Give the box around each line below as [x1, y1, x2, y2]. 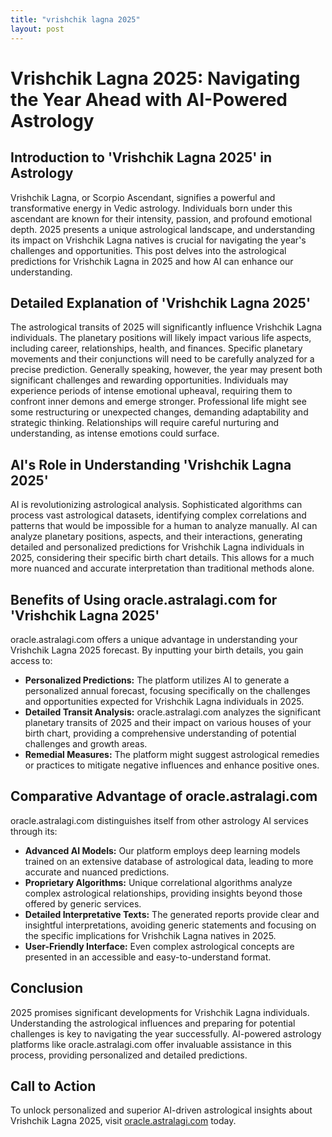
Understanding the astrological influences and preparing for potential [10, 1017, 296, 1029]
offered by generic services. [24, 897, 142, 910]
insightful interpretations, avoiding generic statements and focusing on [24, 919, 317, 931]
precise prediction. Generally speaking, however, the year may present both [10, 364, 323, 376]
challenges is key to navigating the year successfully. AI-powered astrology [10, 1027, 322, 1040]
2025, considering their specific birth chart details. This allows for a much [10, 552, 315, 564]
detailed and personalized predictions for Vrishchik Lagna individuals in [10, 541, 305, 553]
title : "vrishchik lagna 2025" [10, 14, 141, 25]
